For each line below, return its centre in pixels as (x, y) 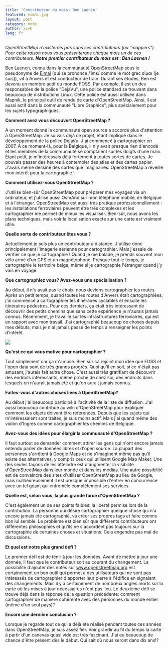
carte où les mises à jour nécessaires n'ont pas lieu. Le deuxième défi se (80, 589)
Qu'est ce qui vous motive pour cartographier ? (56, 352)
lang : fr (14, 33)
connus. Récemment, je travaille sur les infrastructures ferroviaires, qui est (82, 316)
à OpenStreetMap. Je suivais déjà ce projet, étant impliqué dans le (74, 135)
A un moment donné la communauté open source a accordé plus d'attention (84, 130)
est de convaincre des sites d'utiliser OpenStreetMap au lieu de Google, (79, 475)
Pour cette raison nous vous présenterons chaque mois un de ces (73, 53)
